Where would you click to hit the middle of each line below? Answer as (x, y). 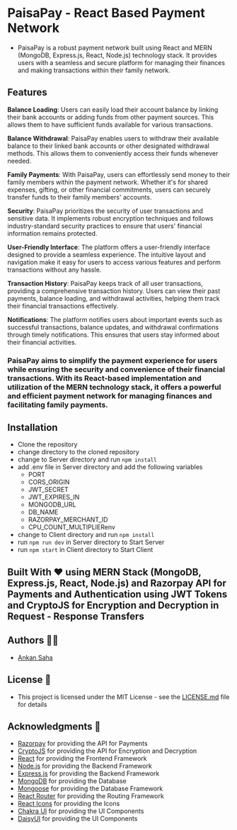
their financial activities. (42, 342)
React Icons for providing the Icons (69, 804)
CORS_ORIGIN (49, 482)
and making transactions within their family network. (94, 70)
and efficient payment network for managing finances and (110, 396)
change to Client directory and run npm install (86, 535)
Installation (33, 428)
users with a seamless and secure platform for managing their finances (121, 62)
